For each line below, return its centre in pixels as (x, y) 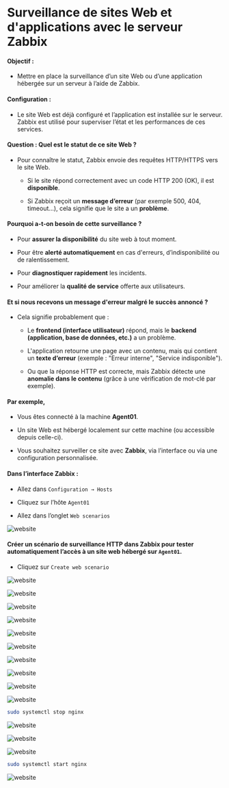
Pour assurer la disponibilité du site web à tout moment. (97, 239)
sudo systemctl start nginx (47, 764)
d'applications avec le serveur (95, 27)
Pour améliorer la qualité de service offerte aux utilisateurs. (101, 286)
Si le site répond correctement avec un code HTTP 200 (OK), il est (121, 180)
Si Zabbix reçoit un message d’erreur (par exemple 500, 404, (114, 201)
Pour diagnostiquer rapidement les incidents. (82, 273)
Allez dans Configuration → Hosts (65, 489)
